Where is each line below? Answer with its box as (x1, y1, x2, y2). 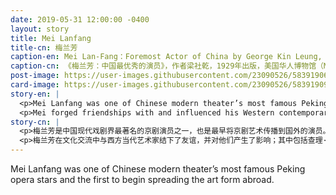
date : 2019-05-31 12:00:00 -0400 (10, 14, 150, 25)
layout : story (10, 24, 70, 34)
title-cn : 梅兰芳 (10, 42, 78, 53)
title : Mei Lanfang (10, 33, 92, 43)
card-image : (10, 80, 60, 90)
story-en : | (10, 89, 60, 99)
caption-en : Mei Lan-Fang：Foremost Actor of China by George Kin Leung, (10, 52, 323, 62)
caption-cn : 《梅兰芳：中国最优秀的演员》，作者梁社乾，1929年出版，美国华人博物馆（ (10, 61, 325, 71)
